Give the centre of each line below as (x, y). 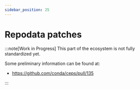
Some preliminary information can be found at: (52, 63)
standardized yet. (23, 53)
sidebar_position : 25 (27, 10)
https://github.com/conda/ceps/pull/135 (53, 73)
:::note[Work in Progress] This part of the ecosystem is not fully (70, 48)
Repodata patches (43, 34)
